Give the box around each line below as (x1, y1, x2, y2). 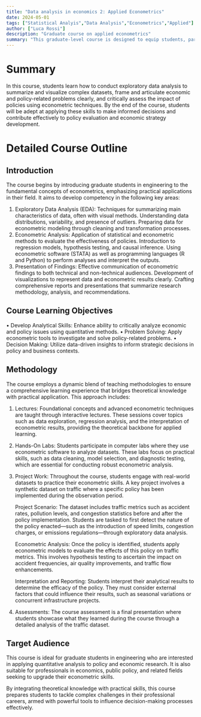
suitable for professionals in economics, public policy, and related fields (6, 667, 183, 674)
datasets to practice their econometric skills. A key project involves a (14, 479, 185, 486)
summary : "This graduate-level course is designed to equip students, (6, 37, 186, 43)
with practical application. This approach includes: (6, 393, 130, 400)
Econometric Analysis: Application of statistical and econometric (14, 231, 175, 238)
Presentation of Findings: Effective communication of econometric (14, 263, 179, 270)
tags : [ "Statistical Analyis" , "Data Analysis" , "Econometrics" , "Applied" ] (6, 20, 194, 26)
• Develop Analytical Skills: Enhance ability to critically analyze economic (6, 321, 187, 329)
